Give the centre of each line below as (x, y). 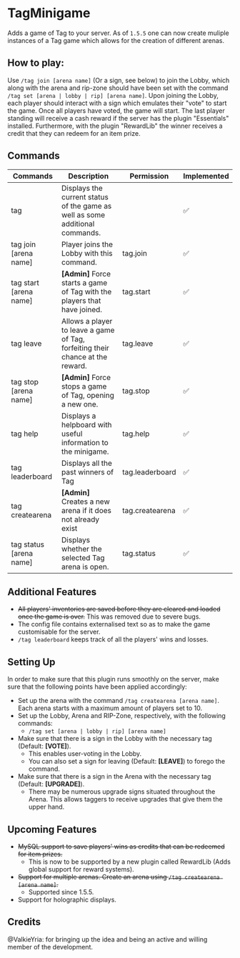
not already (81, 519)
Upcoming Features (52, 829)
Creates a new (86, 502)
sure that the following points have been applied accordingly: (97, 687)
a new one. (80, 404)
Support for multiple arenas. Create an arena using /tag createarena (119, 877)
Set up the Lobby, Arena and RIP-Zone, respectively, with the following (122, 716)
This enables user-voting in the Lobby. (85, 754)
